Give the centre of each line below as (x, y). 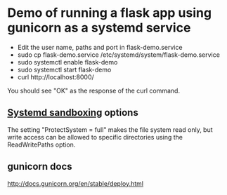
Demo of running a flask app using (110, 13)
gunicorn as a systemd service (99, 28)
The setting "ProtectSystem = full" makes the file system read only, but (110, 129)
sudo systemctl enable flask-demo (67, 62)
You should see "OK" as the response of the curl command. (94, 90)
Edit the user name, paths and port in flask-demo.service (100, 47)
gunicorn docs (40, 167)
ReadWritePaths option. (41, 144)
